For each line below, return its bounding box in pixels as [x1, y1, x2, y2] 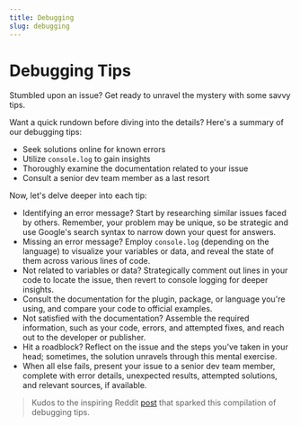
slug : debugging [9, 22, 70, 31]
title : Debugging [9, 13, 75, 23]
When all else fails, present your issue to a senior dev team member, [22, 361, 276, 372]
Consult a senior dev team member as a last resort [22, 173, 209, 184]
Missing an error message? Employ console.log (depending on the [22, 236, 269, 248]
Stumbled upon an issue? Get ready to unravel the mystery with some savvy [9, 90, 291, 101]
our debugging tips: [9, 127, 83, 138]
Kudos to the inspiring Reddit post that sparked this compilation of [31, 397, 277, 408]
